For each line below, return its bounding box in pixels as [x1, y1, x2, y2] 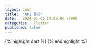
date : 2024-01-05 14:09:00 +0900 [5, 16, 78, 21]
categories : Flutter [5, 20, 49, 26]
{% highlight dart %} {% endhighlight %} [5, 38, 87, 44]
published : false [5, 25, 41, 30]
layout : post [5, 7, 32, 12]
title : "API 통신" [5, 12, 43, 16]
